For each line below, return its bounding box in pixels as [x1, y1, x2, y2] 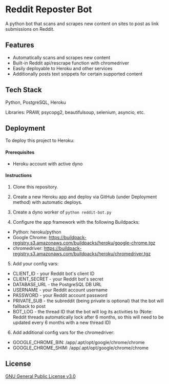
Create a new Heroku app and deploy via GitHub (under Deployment [12, 194, 157, 200]
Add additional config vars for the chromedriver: [12, 329, 115, 335]
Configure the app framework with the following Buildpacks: [12, 219, 140, 225]
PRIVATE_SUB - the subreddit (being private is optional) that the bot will [12, 297, 164, 304]
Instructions [5, 173, 32, 179]
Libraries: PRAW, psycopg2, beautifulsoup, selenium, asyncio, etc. [5, 109, 145, 115]
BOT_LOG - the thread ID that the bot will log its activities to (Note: [12, 308, 153, 314]
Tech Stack [5, 86, 42, 94]
